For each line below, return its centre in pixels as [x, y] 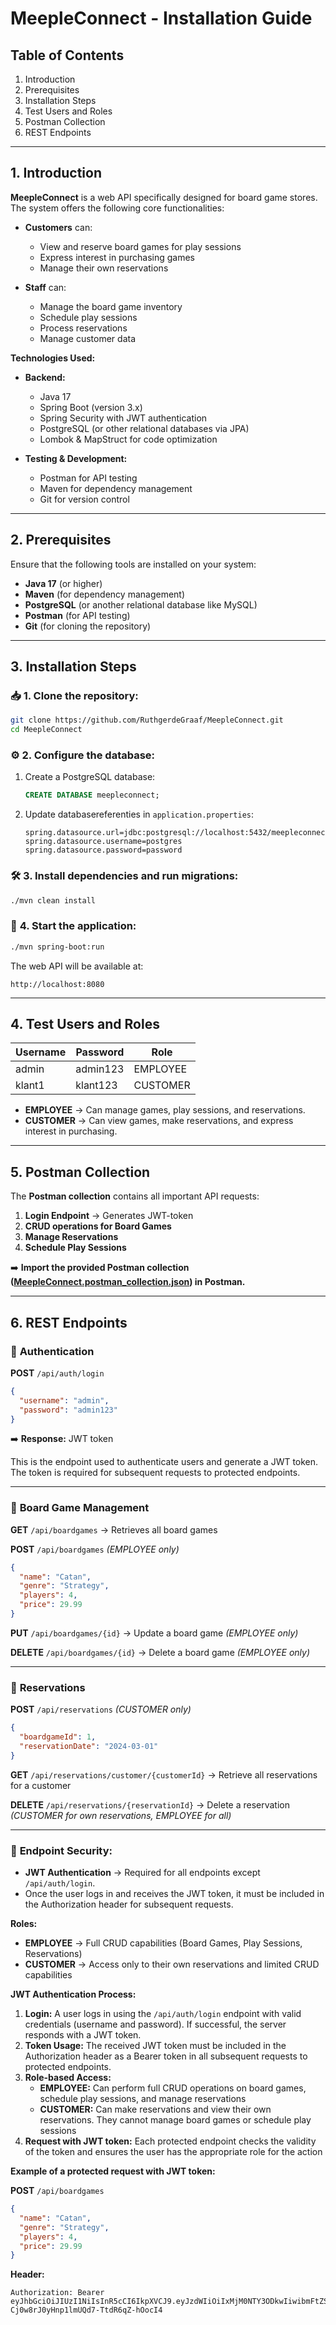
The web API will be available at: [77, 966]
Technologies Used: [53, 358]
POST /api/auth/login [57, 1373]
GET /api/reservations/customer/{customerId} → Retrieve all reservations [164, 1774]
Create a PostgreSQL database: [90, 777]
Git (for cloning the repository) [88, 626]
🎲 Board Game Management [80, 1508]
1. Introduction [56, 173]
